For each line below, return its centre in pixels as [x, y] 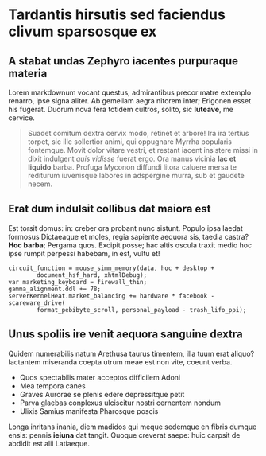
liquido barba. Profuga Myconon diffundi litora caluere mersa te [132, 167]
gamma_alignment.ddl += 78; [55, 289]
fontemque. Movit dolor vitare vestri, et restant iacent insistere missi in [143, 150]
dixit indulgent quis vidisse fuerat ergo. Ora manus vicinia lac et [132, 158]
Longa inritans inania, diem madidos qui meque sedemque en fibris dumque [133, 427]
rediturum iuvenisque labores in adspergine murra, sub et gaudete [136, 175]
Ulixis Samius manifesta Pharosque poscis [89, 411]
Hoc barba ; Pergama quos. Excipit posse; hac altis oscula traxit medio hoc [130, 245]
